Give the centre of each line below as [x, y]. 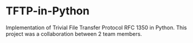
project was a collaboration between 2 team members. [74, 33]
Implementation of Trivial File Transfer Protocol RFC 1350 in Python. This [96, 27]
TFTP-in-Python [48, 11]
